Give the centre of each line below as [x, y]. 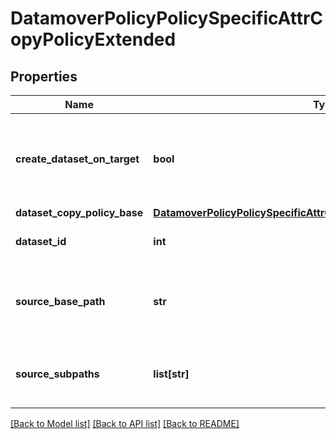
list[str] [171, 374]
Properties [44, 76]
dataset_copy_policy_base [79, 212]
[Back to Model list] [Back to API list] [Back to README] [125, 423]
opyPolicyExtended [93, 39]
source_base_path [60, 301]
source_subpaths [57, 374]
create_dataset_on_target [77, 159]
